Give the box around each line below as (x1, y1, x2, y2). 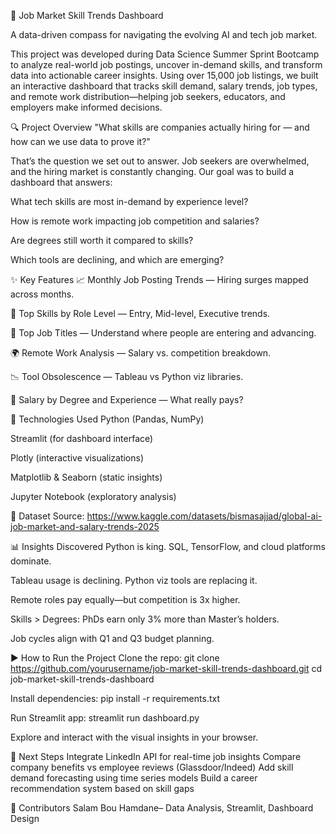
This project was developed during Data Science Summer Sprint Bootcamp (10, 48, 320, 60)
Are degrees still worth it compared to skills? (10, 235, 194, 246)
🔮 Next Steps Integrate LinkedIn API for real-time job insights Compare (10, 751, 302, 762)
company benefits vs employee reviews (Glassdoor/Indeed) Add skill (10, 761, 294, 773)
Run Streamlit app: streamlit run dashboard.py (10, 712, 200, 724)
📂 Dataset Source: (10, 510, 85, 522)
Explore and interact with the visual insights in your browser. (10, 731, 259, 743)
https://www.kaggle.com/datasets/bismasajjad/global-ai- (86, 510, 323, 522)
